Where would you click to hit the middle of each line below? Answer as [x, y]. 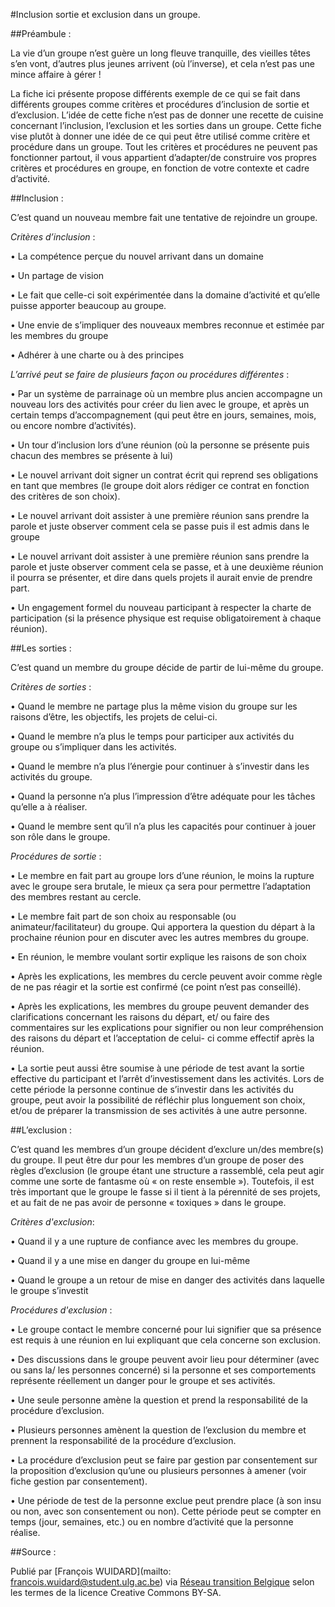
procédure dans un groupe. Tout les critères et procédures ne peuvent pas [164, 147]
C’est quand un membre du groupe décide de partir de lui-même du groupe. [167, 667]
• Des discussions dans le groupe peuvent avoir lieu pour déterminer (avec [165, 1359]
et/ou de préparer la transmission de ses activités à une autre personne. [159, 1110]
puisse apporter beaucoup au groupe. [88, 305]
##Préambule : [41, 33]
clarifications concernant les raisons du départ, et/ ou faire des [140, 1017]
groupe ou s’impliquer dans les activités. [93, 747]
